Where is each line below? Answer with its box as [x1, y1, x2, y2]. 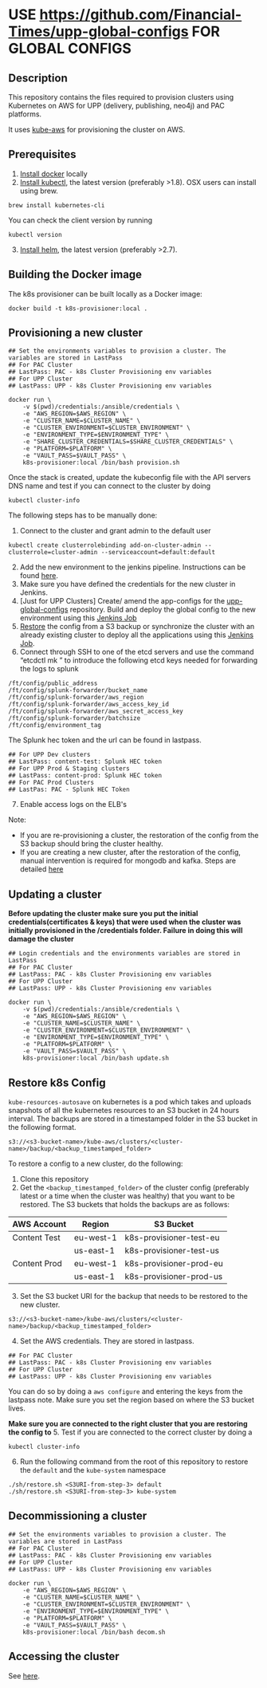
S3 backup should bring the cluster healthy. [19, 839, 163, 848]
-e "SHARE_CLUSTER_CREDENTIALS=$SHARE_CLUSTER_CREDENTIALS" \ [22, 438, 234, 446]
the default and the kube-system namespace [19, 1466, 166, 1475]
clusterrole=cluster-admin [8, 549, 98, 557]
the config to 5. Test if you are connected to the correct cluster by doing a [8, 1427, 253, 1437]
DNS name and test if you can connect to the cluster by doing [8, 481, 211, 491]
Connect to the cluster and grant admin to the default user [19, 526, 211, 536]
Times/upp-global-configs [8, 22, 189, 41]
